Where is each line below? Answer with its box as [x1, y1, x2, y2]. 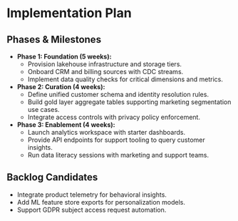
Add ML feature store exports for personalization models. [16, 197, 186, 206]
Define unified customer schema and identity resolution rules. [27, 91, 209, 98]
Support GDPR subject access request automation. [16, 205, 167, 214]
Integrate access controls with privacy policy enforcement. [27, 113, 201, 121]
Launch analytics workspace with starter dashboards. [27, 128, 186, 136]
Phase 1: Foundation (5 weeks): [16, 52, 112, 61]
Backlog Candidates [6, 171, 98, 183]
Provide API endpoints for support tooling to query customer [27, 135, 206, 144]
